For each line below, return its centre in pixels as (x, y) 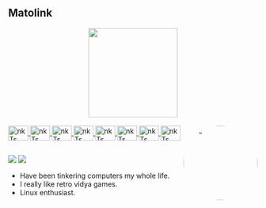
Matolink (30, 13)
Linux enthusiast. (47, 193)
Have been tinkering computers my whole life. (95, 176)
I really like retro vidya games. (68, 184)
